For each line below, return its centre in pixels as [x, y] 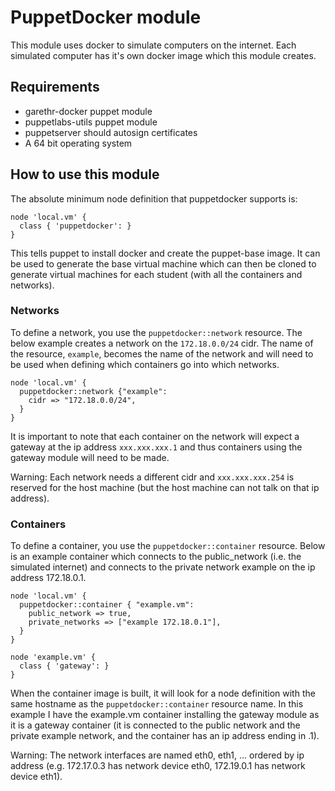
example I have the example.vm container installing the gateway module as [165, 715]
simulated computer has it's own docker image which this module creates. [163, 55]
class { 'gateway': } [64, 666]
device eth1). [36, 777]
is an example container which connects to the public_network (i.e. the [156, 557]
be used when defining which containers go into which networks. [145, 364]
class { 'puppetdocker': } [75, 226]
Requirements [55, 87]
